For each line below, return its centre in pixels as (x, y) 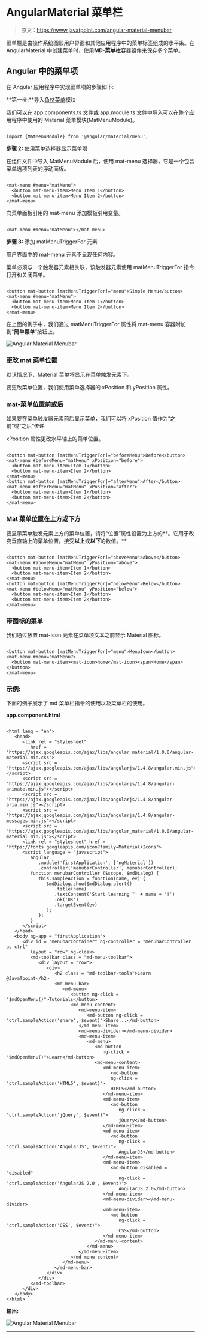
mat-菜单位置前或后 (35, 404)
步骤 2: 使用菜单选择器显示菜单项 (47, 148)
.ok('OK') (66, 900)
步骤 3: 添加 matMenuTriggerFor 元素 (52, 242)
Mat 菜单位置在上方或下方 (43, 519)
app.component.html (33, 715)
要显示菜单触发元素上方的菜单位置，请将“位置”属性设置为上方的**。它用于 (98, 533)
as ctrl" (17, 947)
